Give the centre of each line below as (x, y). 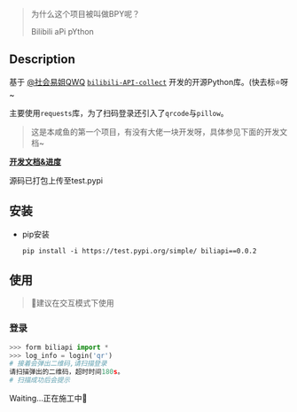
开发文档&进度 (35, 161)
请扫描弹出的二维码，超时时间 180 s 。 (67, 372)
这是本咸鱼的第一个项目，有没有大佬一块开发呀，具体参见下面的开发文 (159, 131)
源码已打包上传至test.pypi (56, 180)
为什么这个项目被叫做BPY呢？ (85, 14)
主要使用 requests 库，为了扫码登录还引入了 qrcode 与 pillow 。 (119, 113)
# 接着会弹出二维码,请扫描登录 (59, 364)
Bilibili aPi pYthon (63, 31)
